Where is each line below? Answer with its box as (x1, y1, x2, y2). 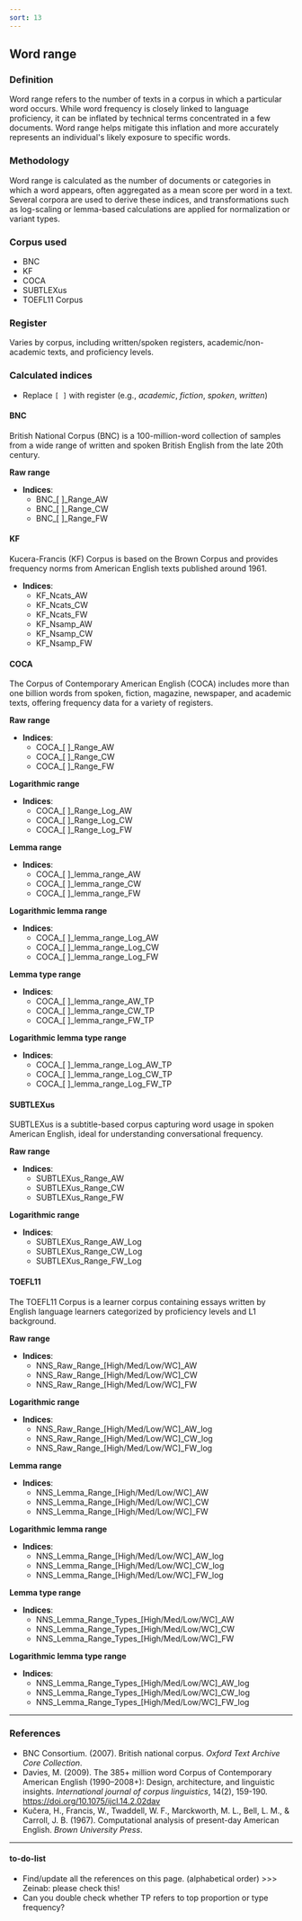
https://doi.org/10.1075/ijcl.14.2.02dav (22, 1795, 161, 1806)
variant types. (9, 213, 60, 224)
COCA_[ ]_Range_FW (35, 761, 115, 772)
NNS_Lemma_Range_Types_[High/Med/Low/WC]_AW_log (35, 1677, 250, 1688)
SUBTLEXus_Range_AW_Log (35, 1237, 142, 1247)
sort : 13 (9, 13, 42, 22)
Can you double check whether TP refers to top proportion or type (22, 1892, 269, 1903)
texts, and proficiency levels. (48, 347, 155, 358)
